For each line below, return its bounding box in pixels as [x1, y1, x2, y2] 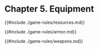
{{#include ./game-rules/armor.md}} [4, 29, 77, 34]
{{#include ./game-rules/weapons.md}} [4, 38, 83, 44]
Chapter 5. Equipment [4, 3, 94, 15]
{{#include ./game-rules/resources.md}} [4, 19, 85, 25]
